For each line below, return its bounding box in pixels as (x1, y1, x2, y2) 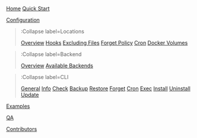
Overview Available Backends (20, 62, 94, 69)
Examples (6, 103, 30, 110)
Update (20, 91, 39, 98)
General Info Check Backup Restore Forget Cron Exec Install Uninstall (20, 85, 191, 92)
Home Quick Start (6, 5, 50, 12)
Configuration (6, 17, 40, 23)
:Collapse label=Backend (20, 51, 82, 58)
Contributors (6, 126, 37, 132)
